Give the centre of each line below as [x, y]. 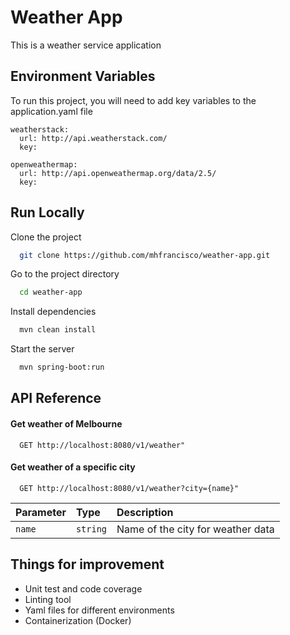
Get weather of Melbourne [66, 424]
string [91, 529]
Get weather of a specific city [73, 467]
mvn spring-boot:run [62, 367]
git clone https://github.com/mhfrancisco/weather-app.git [145, 255]
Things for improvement [87, 564]
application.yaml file [51, 111]
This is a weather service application [86, 45]
